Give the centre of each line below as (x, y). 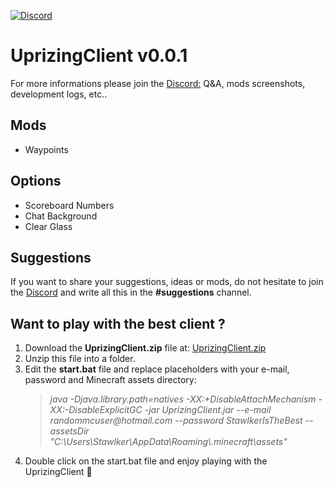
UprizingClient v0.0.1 (99, 56)
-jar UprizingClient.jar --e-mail (208, 410)
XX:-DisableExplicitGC (96, 410)
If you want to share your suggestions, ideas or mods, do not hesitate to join (167, 282)
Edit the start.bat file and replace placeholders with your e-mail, (157, 369)
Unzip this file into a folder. (80, 359)
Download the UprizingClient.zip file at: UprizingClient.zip (145, 348)
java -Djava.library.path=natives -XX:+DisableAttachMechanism (183, 399)
